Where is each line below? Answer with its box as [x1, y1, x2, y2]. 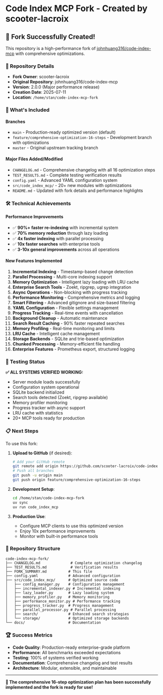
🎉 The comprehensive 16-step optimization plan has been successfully [5, 679, 151, 685]
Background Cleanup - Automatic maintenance [12, 315, 108, 321]
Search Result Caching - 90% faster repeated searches [12, 320, 125, 326]
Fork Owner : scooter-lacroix [12, 74, 70, 80]
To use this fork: [5, 440, 38, 446]
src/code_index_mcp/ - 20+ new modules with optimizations [12, 182, 132, 188]
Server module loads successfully [12, 379, 80, 385]
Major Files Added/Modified [5, 156, 63, 162]
